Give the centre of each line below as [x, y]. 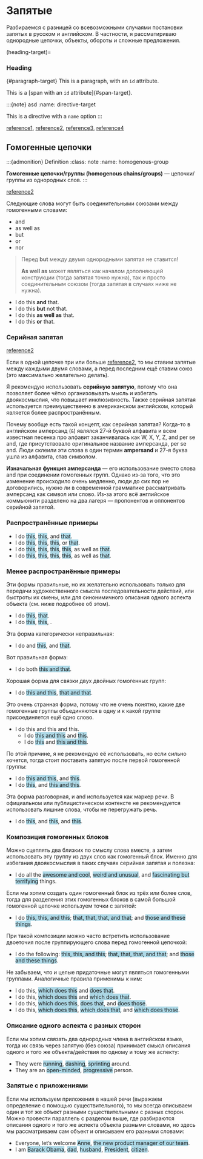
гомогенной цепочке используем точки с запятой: [71, 906]
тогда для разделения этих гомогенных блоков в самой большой [91, 900]
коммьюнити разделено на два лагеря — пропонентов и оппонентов [96, 501]
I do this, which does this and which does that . [73, 997]
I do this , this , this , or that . [48, 542]
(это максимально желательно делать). [58, 375]
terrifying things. [36, 882]
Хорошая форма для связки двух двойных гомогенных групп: [86, 681]
